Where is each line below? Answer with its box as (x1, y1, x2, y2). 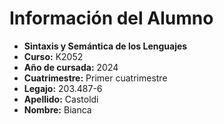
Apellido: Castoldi (23, 93, 99, 105)
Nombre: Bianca (23, 103, 92, 116)
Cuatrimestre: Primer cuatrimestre (23, 72, 168, 84)
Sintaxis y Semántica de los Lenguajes (23, 40, 188, 52)
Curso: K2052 (23, 50, 84, 62)
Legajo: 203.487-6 (23, 82, 103, 94)
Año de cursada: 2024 (23, 61, 119, 73)
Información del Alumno (9, 7, 214, 30)
